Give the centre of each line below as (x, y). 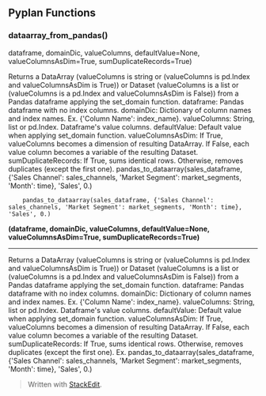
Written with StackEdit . (65, 384)
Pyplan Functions (52, 13)
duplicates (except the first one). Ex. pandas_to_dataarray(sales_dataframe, (131, 352)
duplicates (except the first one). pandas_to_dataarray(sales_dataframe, (125, 168)
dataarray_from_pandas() (58, 36)
